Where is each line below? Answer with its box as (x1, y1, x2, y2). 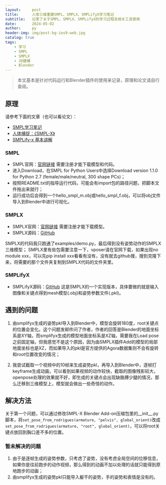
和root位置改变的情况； (12, 351, 61, 357)
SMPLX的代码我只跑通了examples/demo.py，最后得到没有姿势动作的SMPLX (5, 240, 162, 246)
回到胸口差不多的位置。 (18, 429, 66, 435)
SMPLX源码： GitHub (12, 230, 55, 236)
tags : (5, 40, 16, 45)
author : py (5, 26, 37, 31)
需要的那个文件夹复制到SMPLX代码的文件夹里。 (18, 259, 116, 265)
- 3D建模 (14, 58, 31, 63)
